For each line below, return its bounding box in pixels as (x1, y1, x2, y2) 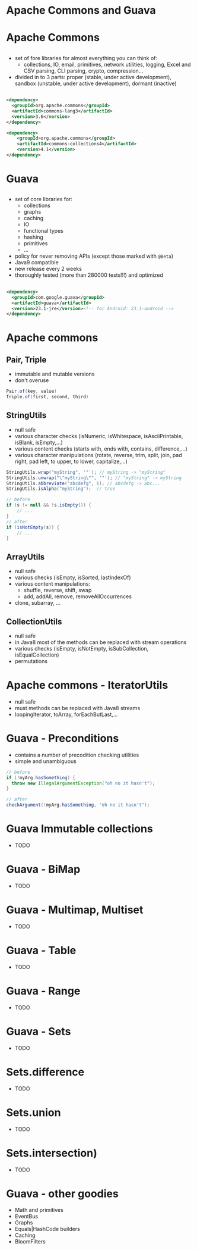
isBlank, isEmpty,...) (14, 439, 63, 446)
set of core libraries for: (14, 196, 73, 203)
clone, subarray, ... (14, 599, 61, 607)
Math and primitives (14, 1207, 63, 1214)
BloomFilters (14, 1238, 46, 1245)
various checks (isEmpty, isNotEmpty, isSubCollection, (14, 645, 149, 652)
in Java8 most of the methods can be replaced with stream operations (14, 638, 187, 646)
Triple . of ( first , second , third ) (6, 394, 89, 400)
